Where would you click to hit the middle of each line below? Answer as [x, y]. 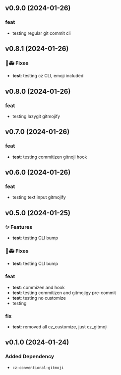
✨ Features [19, 227]
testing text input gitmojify [39, 197]
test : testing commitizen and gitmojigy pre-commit [64, 293]
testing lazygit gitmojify [36, 117]
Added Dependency [30, 357]
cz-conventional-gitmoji [38, 368]
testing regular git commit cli [41, 33]
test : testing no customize [39, 298]
